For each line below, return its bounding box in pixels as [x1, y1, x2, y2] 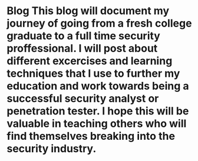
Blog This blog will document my [6, 4, 170, 18]
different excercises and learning [6, 54, 173, 68]
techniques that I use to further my [6, 67, 180, 80]
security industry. [6, 142, 97, 156]
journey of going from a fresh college [6, 17, 192, 30]
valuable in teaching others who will [6, 117, 187, 130]
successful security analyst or [6, 92, 159, 106]
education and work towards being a [6, 80, 189, 93]
